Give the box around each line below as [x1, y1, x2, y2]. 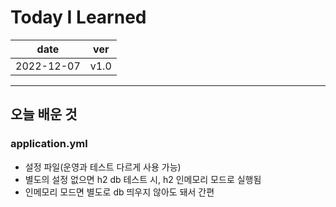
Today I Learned [10, 6, 147, 29]
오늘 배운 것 [10, 106, 78, 123]
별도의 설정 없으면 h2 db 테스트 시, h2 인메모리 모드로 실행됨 [24, 173, 262, 185]
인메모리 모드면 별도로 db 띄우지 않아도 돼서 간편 [24, 186, 215, 198]
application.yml [10, 137, 88, 151]
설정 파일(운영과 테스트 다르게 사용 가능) [24, 161, 182, 173]
